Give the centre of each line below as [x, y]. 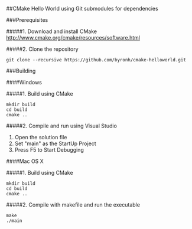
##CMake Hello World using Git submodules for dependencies [82, 9]
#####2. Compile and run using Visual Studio [61, 126]
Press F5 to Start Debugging [49, 150]
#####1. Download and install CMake [52, 31]
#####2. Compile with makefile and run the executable [73, 205]
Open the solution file [41, 137]
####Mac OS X [25, 161]
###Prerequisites [27, 20]
